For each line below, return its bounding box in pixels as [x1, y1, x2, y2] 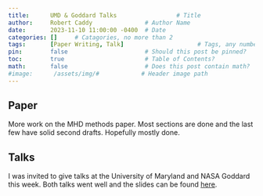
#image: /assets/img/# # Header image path [8, 70, 209, 78]
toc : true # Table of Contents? [8, 56, 215, 64]
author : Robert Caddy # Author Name [8, 19, 191, 27]
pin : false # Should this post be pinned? [8, 48, 247, 56]
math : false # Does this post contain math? [8, 63, 250, 71]
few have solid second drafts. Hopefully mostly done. [8, 128, 180, 137]
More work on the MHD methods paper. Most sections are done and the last [8, 119, 254, 129]
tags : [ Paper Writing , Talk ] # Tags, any [8, 41, 236, 49]
